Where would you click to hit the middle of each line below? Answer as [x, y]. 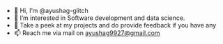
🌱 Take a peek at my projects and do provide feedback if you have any [115, 25]
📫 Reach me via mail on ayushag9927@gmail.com [87, 33]
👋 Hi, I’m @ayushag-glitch [51, 11]
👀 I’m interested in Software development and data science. [99, 18]
